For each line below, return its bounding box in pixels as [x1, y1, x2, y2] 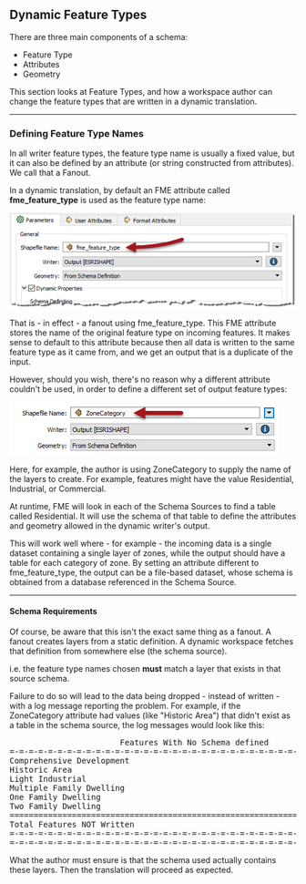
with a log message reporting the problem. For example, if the [9, 700, 241, 711]
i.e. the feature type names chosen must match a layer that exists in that [9, 663, 281, 673]
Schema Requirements [9, 606, 97, 617]
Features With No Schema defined [119, 737, 270, 747]
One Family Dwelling [9, 792, 102, 802]
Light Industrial [9, 774, 87, 784]
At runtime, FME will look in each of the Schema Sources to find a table [9, 500, 276, 511]
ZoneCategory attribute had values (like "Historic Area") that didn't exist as [9, 710, 291, 721]
